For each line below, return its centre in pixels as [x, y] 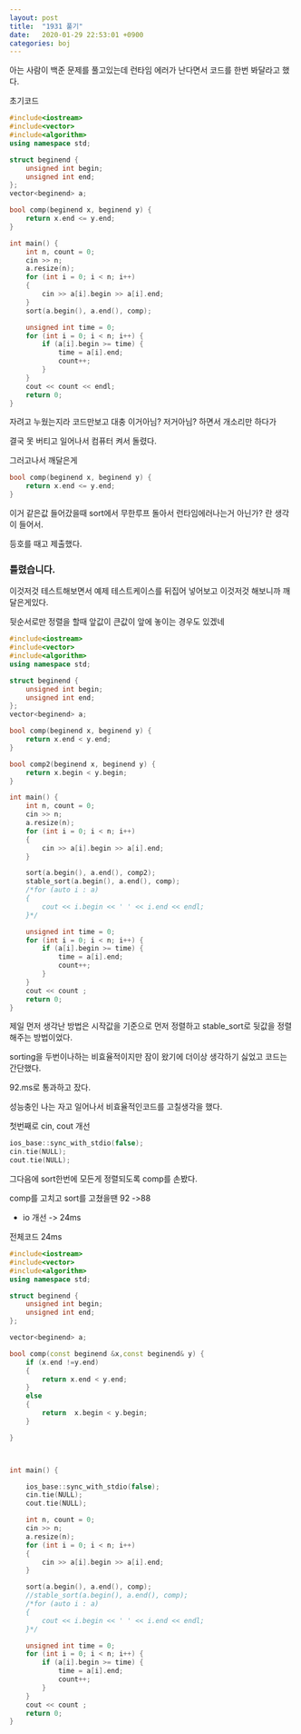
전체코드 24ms [36, 1237]
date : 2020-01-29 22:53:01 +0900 [77, 35]
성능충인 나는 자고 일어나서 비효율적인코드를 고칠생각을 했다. [116, 1107]
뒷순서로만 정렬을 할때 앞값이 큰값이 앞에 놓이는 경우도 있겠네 [117, 622]
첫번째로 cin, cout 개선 [50, 1126]
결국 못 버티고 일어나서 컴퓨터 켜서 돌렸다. [83, 441]
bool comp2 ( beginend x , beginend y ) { [83, 764]
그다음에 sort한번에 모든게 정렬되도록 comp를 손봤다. [103, 1179]
